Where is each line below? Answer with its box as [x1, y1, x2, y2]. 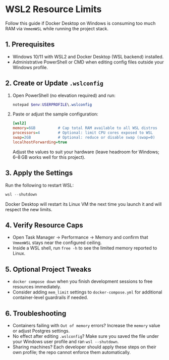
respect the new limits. [5, 206, 52, 212]
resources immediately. [12, 284, 62, 290]
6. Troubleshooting [5, 309, 67, 318]
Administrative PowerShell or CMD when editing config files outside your [12, 59, 164, 65]
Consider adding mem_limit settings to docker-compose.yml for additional [12, 289, 162, 295]
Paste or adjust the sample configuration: [12, 111, 98, 117]
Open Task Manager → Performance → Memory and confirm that [12, 234, 148, 241]
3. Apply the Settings [5, 169, 73, 177]
